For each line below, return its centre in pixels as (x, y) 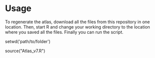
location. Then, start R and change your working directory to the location (77, 27)
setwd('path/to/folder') (28, 41)
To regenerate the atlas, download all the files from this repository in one (77, 22)
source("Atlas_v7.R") (25, 51)
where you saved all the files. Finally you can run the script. (64, 32)
